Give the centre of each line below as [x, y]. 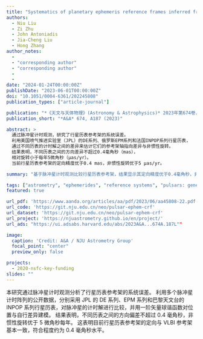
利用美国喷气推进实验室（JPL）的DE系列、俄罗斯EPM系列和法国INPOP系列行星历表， [101, 141]
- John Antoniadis [35, 35]
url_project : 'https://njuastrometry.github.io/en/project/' [85, 219]
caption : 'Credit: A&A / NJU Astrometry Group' [73, 241]
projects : [19, 263]
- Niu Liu [24, 23]
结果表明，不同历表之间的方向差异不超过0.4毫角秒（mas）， [75, 152]
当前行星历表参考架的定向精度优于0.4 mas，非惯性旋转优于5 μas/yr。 [88, 163]
